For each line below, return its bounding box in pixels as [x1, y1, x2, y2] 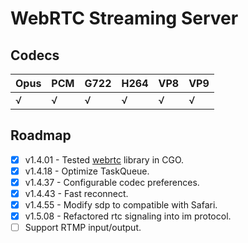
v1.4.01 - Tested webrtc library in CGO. [24, 153, 185, 166]
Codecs [10, 47, 60, 64]
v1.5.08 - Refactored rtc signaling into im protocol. [24, 210, 232, 222]
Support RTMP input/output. [24, 222, 142, 234]
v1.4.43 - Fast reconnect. [24, 188, 129, 199]
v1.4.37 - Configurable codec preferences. [24, 176, 200, 188]
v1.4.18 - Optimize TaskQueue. [24, 165, 150, 177]
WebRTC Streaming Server [10, 7, 239, 30]
